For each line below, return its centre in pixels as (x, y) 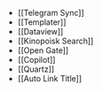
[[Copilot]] (36, 60)
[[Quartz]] (36, 69)
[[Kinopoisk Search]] (55, 41)
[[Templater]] (42, 22)
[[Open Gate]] (43, 50)
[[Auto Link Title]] (50, 78)
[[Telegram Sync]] (51, 13)
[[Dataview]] (40, 31)
